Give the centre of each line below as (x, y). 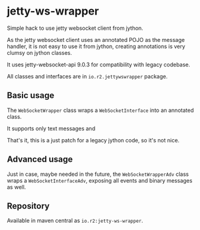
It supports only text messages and (51, 128)
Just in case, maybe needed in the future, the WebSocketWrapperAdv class (98, 174)
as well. (16, 187)
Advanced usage (40, 159)
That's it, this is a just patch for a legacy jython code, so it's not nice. (93, 140)
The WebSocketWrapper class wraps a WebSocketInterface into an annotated (100, 110)
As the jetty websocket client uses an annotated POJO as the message (96, 40)
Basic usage (30, 96)
